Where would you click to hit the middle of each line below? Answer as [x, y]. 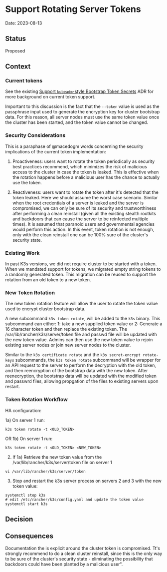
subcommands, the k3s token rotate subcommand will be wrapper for [88, 360]
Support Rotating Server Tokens [73, 9]
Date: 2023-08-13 [24, 23]
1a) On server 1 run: [25, 420]
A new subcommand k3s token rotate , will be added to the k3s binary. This [83, 319]
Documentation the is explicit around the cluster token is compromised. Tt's [83, 548]
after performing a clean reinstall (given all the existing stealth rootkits [84, 213]
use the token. [27, 182]
